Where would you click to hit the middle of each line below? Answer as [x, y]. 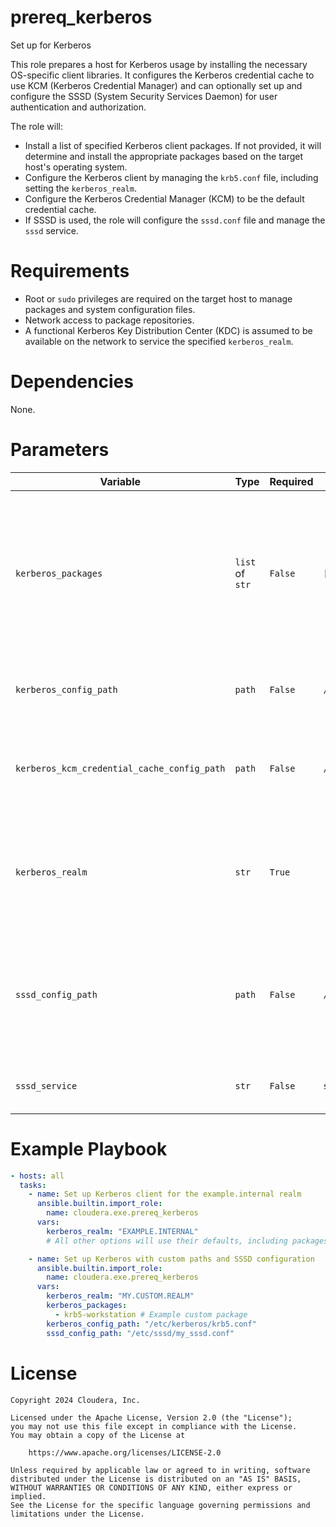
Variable [120, 481]
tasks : [33, 1185]
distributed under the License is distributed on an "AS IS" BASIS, [156, 1479]
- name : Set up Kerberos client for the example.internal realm [165, 1194]
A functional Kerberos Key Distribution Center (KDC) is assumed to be [168, 330]
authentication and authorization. [78, 107]
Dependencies [72, 382]
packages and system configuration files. [110, 309]
